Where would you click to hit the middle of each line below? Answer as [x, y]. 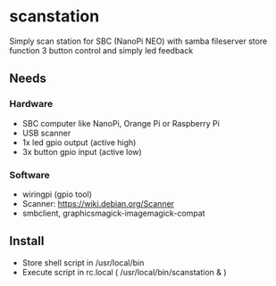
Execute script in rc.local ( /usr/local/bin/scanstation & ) [124, 272]
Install [27, 241]
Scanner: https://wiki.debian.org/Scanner [98, 203]
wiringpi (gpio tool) [57, 194]
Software [30, 175]
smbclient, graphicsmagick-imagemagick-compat [113, 213]
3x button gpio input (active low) [82, 151]
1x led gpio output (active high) [79, 142]
